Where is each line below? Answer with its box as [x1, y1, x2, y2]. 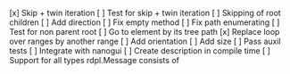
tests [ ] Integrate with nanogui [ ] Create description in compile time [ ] [9, 45, 270, 56]
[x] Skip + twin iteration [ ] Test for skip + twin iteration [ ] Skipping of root [9, 8, 281, 18]
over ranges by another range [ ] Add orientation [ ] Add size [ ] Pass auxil [9, 36, 281, 46]
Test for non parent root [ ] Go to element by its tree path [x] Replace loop [9, 27, 280, 37]
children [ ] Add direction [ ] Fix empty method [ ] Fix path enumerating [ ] [9, 17, 280, 28]
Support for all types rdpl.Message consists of [9, 55, 180, 65]
